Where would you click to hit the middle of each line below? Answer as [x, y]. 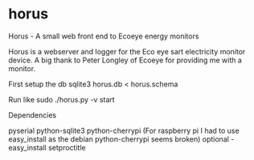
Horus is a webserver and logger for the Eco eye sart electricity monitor [127, 51]
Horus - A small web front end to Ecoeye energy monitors [104, 36]
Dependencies [33, 115]
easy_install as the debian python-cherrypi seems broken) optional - [121, 139]
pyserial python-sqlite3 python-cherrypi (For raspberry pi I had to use [124, 130]
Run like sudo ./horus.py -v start [61, 99]
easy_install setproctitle [47, 147]
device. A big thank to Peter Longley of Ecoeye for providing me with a [125, 60]
